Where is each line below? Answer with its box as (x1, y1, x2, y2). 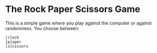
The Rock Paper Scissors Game (5, 3, 141, 15)
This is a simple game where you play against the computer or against (5, 20, 152, 26)
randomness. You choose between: (5, 25, 80, 31)
